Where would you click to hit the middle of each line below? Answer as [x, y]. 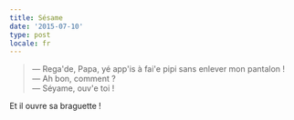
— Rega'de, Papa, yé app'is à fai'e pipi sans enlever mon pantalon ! [158, 69]
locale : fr [30, 43]
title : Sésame [37, 18]
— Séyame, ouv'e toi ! [73, 88]
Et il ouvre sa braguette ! [56, 106]
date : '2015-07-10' [47, 26]
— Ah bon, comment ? [73, 79]
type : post [30, 35]
